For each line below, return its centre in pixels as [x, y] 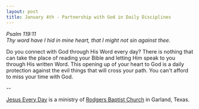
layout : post [22, 11]
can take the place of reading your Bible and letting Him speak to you [91, 58]
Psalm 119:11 [21, 34]
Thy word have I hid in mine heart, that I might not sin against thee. [89, 40]
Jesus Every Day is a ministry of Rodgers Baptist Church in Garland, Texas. [98, 99]
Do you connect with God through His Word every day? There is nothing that [100, 51]
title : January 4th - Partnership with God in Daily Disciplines [89, 17]
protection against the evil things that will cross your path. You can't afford [97, 70]
